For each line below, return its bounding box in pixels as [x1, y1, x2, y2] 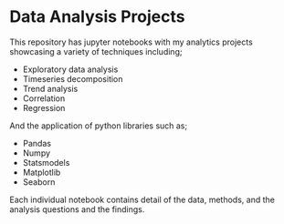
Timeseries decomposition [22, 73, 123, 84]
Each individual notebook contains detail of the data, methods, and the [9, 194, 276, 205]
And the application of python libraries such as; [9, 120, 188, 131]
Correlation [22, 93, 66, 104]
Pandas [22, 137, 52, 148]
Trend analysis [22, 83, 79, 94]
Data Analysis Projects [9, 6, 185, 27]
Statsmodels [22, 157, 70, 168]
